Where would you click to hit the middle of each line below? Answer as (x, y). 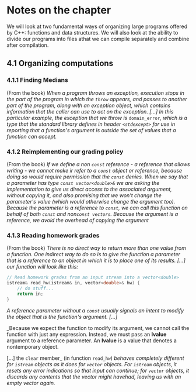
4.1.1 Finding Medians (38, 80)
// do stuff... (36, 288)
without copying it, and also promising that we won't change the (84, 195)
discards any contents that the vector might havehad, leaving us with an (94, 376)
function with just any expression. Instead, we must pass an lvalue (87, 334)
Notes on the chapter (59, 10)
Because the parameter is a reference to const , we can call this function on (97, 208)
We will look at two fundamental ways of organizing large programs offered (97, 26)
